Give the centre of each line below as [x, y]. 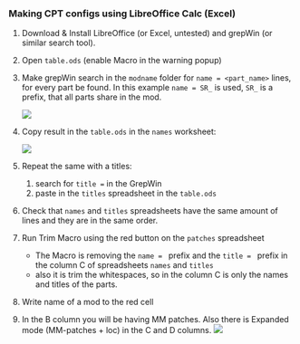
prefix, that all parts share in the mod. [92, 97]
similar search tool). [58, 43]
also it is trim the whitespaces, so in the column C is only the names [162, 275]
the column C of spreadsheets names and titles [124, 265]
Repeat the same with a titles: [77, 167]
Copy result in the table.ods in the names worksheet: [119, 132]
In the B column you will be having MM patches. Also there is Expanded [155, 320]
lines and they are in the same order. [90, 221]
